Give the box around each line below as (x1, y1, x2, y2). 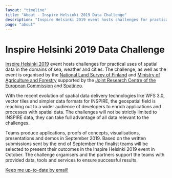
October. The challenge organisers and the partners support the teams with (5, 152, 165, 158)
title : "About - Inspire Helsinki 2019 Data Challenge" (5, 12, 127, 17)
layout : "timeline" (5, 7, 47, 13)
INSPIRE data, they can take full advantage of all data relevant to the (5, 114, 149, 121)
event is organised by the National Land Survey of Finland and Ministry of (5, 72, 160, 78)
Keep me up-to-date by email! (5, 167, 69, 173)
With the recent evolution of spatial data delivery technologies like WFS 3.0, (5, 93, 165, 99)
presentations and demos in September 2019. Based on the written (5, 135, 146, 142)
